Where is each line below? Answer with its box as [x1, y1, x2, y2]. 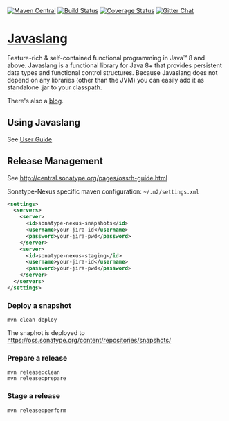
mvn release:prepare [7, 375, 67, 382]
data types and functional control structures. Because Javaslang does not [7, 68, 218, 76]
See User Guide [7, 135, 53, 144]
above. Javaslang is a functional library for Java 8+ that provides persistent [7, 61, 223, 69]
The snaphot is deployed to [7, 329, 85, 337]
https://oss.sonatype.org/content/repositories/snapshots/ [7, 336, 172, 345]
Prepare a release [7, 354, 68, 363]
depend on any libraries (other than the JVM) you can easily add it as [7, 76, 204, 84]
